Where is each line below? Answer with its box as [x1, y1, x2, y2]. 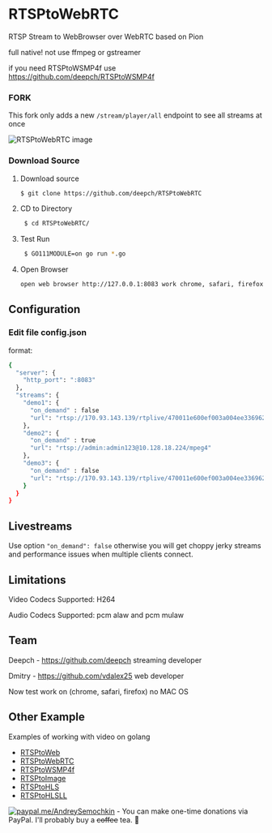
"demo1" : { [23, 399, 60, 407]
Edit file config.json [8, 327, 87, 338]
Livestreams [8, 519, 73, 533]
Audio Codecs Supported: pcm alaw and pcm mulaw [8, 610, 185, 620]
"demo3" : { [23, 459, 60, 467]
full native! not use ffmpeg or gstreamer [8, 47, 142, 57]
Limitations [8, 573, 66, 586]
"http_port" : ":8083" [23, 376, 96, 384]
